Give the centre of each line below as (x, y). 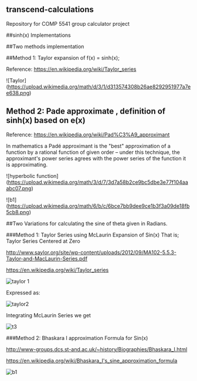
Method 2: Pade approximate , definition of (86, 111)
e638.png (18, 92)
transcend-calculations (50, 10)
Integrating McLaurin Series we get (48, 315)
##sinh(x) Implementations (39, 35)
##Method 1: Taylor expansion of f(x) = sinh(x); (63, 57)
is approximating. (27, 164)
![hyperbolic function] (32, 176)
